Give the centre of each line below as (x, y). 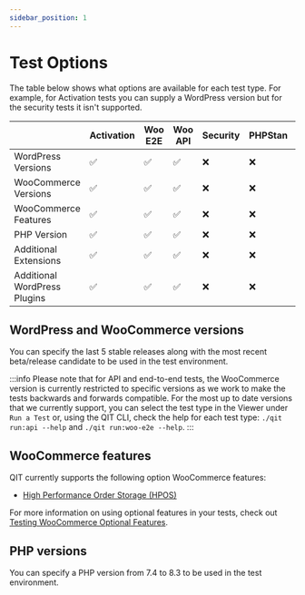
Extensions (38, 260)
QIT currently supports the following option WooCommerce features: (138, 478)
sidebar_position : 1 (49, 18)
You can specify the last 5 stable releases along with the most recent (138, 352)
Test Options (59, 62)
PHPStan (268, 135)
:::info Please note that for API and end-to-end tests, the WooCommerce (144, 379)
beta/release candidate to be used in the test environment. (119, 361)
